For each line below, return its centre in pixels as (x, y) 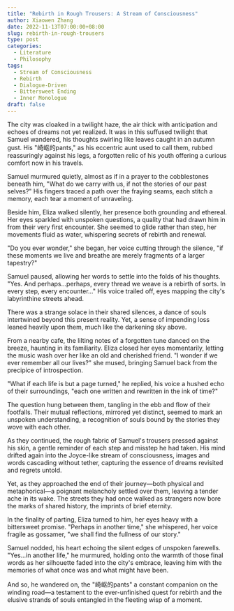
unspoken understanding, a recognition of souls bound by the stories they (114, 419)
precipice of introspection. (45, 370)
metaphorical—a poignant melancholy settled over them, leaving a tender (113, 491)
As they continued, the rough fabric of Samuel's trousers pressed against (113, 440)
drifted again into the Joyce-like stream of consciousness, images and (108, 455)
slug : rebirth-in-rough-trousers (56, 33)
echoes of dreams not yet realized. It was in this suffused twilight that (108, 132)
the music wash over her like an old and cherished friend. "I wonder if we (112, 355)
